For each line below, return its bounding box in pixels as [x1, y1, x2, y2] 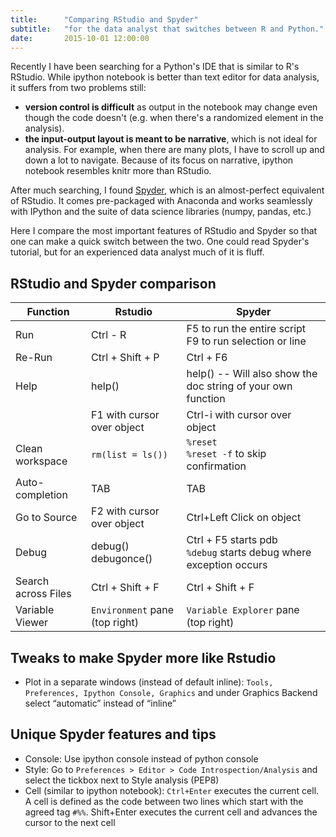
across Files [15, 587, 72, 601]
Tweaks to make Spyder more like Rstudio [10, 649, 277, 666]
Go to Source [15, 511, 78, 525]
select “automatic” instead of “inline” [24, 697, 177, 709]
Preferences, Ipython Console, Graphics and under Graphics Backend [24, 687, 318, 698]
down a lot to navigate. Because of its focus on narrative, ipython [24, 154, 294, 166]
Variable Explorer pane [186, 603, 300, 617]
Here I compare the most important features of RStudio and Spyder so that [10, 225, 318, 237]
